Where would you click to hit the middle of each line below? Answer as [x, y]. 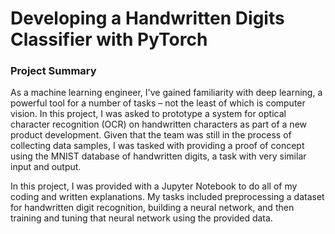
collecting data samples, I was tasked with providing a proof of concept [157, 146]
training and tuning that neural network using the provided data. [141, 218]
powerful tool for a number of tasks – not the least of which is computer [158, 103]
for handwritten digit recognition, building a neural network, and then [152, 208]
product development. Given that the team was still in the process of [151, 135]
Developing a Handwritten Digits [147, 18]
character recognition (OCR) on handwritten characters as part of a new [159, 124]
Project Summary [53, 71]
